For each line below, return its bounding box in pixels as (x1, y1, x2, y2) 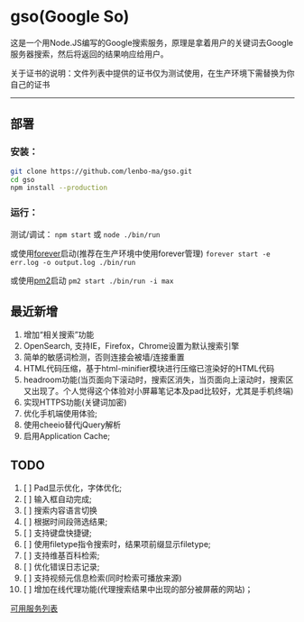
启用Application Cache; (23, 431, 111, 442)
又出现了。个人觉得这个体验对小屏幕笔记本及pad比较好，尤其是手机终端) (23, 386, 294, 397)
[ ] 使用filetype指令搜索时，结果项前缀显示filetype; (23, 539, 211, 550)
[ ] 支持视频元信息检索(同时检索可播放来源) (23, 572, 183, 583)
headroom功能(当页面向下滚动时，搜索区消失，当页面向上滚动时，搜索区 (23, 374, 294, 385)
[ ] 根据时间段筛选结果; (23, 517, 108, 527)
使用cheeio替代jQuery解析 (23, 419, 122, 430)
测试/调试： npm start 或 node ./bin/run (10, 228, 161, 240)
